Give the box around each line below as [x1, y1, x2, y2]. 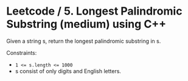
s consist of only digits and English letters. [15, 67, 122, 74]
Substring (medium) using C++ [6, 17, 167, 31]
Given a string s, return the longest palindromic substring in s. [6, 37, 161, 44]
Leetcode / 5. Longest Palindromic [6, 4, 183, 18]
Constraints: [6, 49, 37, 56]
